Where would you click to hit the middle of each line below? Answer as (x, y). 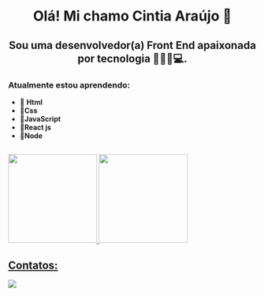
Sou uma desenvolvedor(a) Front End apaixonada (132, 45)
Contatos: (33, 265)
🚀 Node (31, 135)
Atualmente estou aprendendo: (69, 84)
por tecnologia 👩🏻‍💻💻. (132, 58)
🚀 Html (31, 102)
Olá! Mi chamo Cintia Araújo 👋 (132, 16)
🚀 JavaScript (40, 118)
